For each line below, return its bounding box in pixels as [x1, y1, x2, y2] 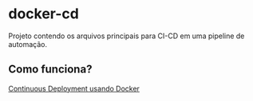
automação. [8, 39, 48, 49]
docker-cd [8, 5, 80, 23]
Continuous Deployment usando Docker [8, 84, 140, 93]
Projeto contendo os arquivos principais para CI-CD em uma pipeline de [8, 31, 245, 41]
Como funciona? [8, 63, 93, 76]
